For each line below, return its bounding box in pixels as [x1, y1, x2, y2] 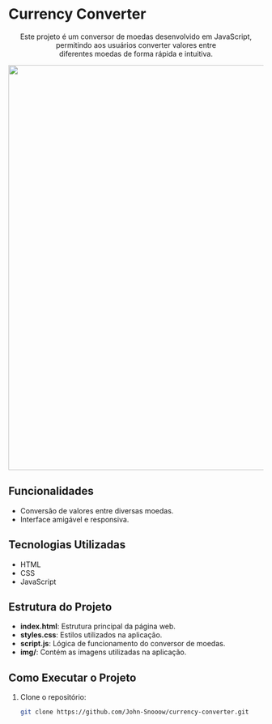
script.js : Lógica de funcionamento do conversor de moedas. [19, 639, 226, 649]
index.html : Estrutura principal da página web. [19, 621, 176, 632]
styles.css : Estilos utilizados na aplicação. [19, 630, 163, 640]
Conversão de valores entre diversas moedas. [19, 505, 174, 515]
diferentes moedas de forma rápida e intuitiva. [59, 49, 213, 58]
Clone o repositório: [19, 692, 87, 702]
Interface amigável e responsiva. [19, 514, 130, 524]
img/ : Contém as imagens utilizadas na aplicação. [19, 647, 187, 657]
